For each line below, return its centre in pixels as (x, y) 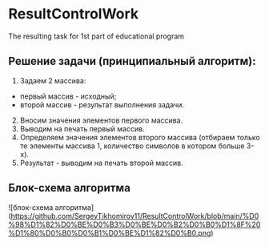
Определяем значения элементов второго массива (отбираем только (140, 137)
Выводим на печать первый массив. (82, 128)
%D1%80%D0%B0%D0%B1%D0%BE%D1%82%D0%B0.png (110, 232)
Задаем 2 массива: (53, 80)
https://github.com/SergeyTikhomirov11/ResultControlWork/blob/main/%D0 (135, 216)
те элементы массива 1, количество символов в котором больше (132, 146)
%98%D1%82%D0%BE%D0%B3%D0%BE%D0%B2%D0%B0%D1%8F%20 (134, 224)
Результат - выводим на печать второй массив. (102, 163)
